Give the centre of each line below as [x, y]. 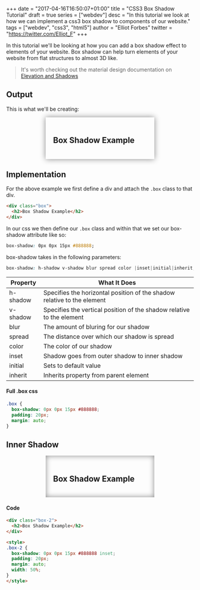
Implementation [36, 175]
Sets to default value [72, 366]
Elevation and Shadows [49, 76]
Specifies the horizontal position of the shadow [109, 292]
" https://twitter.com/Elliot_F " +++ [47, 34]
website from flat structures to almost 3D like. [62, 58]
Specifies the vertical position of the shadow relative [117, 310]
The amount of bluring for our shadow [96, 327]
